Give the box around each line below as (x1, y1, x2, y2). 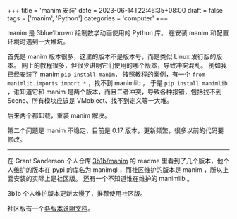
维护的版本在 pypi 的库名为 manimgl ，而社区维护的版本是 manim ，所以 (13, 165, 223, 174)
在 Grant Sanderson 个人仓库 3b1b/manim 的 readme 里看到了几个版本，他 (7, 157, 224, 165)
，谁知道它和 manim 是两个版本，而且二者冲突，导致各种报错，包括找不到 (7, 87, 222, 96)
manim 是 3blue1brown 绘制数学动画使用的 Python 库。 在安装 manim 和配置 (7, 29, 229, 37)
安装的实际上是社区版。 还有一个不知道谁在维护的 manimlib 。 (13, 175, 194, 182)
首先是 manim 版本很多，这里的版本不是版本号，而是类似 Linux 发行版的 (7, 52, 217, 61)
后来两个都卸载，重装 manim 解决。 (7, 111, 111, 120)
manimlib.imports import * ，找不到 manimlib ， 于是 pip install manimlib (7, 79, 228, 87)
